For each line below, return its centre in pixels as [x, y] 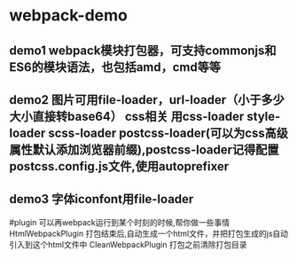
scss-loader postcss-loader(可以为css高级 [168, 133]
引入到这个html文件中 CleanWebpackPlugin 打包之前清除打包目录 [128, 244]
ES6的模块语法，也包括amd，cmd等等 [115, 67]
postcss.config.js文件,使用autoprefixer [119, 166]
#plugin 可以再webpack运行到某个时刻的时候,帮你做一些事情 [120, 222]
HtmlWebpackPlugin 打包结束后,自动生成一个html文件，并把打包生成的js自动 [149, 233]
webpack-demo [69, 16]
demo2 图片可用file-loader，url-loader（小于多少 [147, 100]
